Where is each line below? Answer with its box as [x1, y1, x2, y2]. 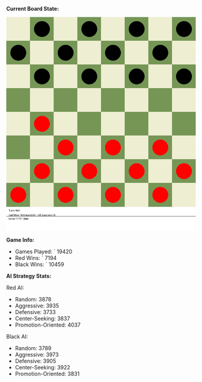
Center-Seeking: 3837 [14, 315, 70, 322]
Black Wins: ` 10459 [14, 261, 64, 268]
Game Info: [6, 236, 35, 243]
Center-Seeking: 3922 [14, 364, 70, 371]
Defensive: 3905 [14, 357, 57, 365]
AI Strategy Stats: [6, 273, 52, 279]
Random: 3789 [14, 345, 52, 351]
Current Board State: [6, 5, 59, 12]
